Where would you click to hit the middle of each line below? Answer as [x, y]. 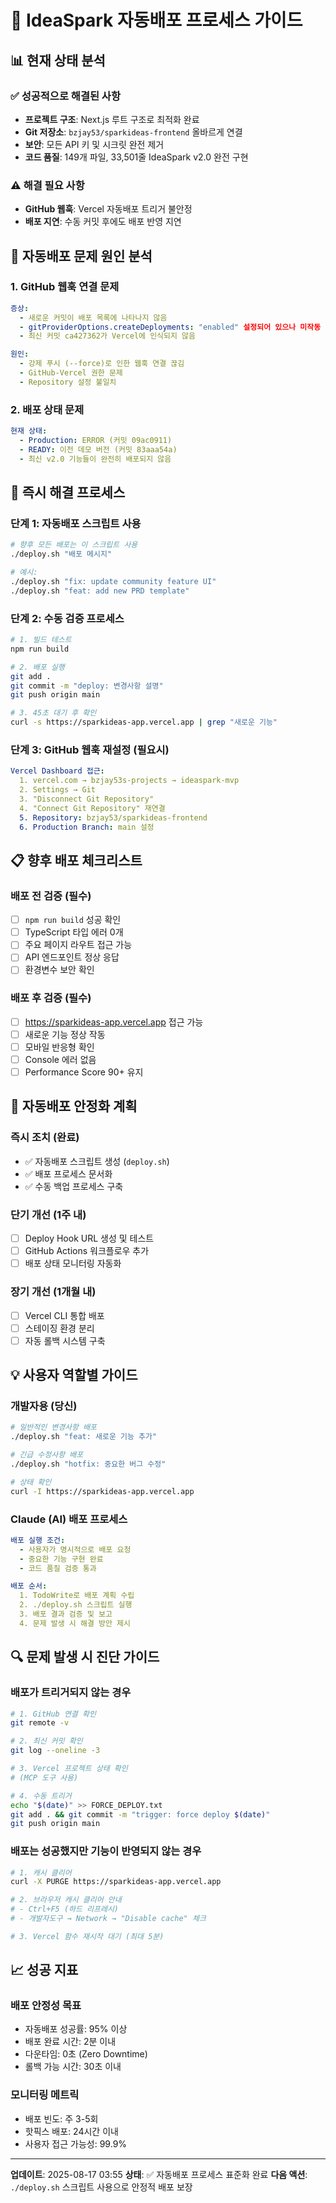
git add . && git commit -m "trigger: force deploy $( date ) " [140, 1814]
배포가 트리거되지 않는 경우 [71, 1693]
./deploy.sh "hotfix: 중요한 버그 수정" [88, 1464]
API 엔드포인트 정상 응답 [72, 957]
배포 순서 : [29, 1586]
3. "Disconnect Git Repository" [87, 799]
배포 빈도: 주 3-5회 [61, 2118]
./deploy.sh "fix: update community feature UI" [113, 581]
